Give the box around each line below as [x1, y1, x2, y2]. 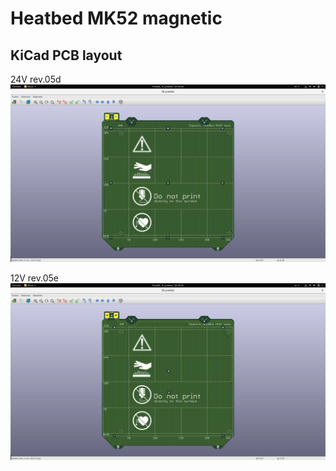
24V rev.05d [10, 73, 62, 85]
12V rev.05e [10, 272, 59, 284]
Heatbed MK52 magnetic [10, 7, 223, 30]
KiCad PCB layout [10, 47, 123, 64]
